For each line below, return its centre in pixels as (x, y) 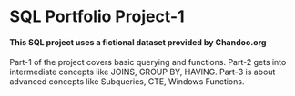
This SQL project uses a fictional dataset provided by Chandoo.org (138, 42)
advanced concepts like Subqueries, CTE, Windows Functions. (127, 82)
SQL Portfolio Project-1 (97, 17)
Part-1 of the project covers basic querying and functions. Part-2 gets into (148, 62)
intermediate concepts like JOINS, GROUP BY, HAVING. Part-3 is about (142, 72)
